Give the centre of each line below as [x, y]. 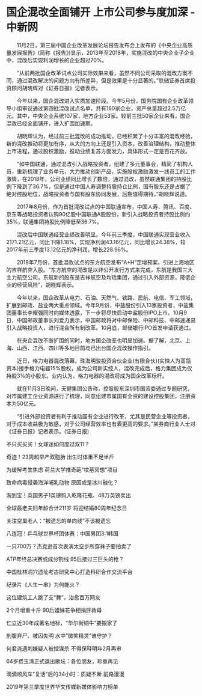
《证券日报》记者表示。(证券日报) [48, 431]
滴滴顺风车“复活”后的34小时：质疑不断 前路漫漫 [65, 674]
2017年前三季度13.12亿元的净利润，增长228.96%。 [69, 249]
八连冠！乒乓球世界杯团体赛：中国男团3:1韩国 [63, 533]
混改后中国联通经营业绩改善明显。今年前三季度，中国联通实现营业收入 [103, 234]
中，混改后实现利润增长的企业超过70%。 [57, 60]
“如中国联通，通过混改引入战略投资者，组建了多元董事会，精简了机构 [102, 163]
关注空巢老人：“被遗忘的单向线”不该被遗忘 [59, 520]
